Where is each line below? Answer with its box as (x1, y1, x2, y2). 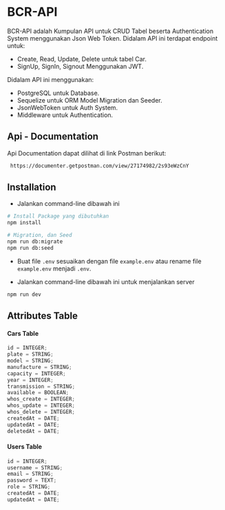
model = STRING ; (7, 357, 54, 365)
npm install (7, 220, 41, 226)
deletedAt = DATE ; (7, 427, 60, 434)
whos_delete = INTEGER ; (7, 409, 76, 416)
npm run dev (7, 290, 41, 298)
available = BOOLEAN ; (7, 390, 69, 396)
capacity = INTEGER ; (7, 370, 67, 377)
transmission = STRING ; (7, 383, 76, 390)
